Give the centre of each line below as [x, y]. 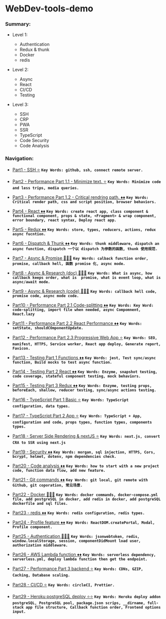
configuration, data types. [41, 406]
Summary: [18, 24]
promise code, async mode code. [45, 296]
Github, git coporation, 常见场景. [47, 485]
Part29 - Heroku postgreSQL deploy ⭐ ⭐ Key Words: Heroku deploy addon [86, 596]
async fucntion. [29, 234]
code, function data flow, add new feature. [59, 470]
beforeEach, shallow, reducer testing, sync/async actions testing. [84, 390]
